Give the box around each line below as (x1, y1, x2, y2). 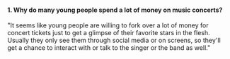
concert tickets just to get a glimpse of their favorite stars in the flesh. (7, 29, 210, 37)
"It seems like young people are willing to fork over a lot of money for (7, 21, 209, 29)
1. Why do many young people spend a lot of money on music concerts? (7, 6, 223, 14)
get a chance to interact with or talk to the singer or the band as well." (7, 44, 211, 52)
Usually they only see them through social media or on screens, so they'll (7, 36, 221, 45)
